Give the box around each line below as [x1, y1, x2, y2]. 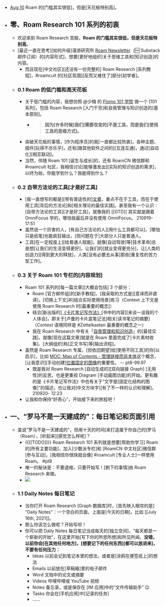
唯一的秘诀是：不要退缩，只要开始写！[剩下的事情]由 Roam [24, 464, 146, 470]
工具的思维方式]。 [44, 128, 82, 134]
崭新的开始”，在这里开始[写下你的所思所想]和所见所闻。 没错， [29, 534, 157, 540]
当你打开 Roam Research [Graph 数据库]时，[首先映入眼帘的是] [24, 503, 155, 509]
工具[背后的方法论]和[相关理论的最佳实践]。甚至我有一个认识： [29, 202, 158, 208]
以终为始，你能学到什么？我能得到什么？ [24, 170, 108, 176]
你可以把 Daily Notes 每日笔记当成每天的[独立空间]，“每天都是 [24, 528, 153, 534]
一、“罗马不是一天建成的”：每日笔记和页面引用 [9, 412, 155, 421]
